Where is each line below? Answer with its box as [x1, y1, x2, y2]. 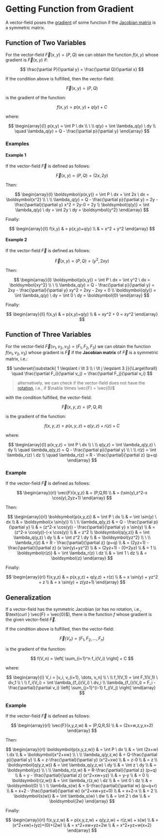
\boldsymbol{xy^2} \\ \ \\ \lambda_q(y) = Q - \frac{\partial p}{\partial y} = [9, 282, 155, 288]
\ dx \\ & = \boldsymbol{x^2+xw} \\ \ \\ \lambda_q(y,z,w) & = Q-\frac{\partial [6, 752, 158, 758]
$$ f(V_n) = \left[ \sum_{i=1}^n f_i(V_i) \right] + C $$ [30, 656, 134, 661]
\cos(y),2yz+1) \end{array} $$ [52, 495, 112, 501]
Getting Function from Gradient [5, 3, 134, 15]
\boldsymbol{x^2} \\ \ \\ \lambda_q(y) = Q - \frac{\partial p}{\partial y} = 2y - [6, 196, 158, 202]
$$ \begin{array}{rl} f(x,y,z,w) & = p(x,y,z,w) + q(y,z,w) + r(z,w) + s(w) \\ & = [5, 817, 159, 823]
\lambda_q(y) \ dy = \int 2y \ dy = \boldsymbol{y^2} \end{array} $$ [15, 207, 149, 213]
